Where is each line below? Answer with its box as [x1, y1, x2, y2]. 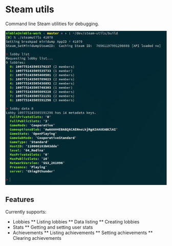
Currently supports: [5, 209, 47, 215]
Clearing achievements [12, 235, 61, 241]
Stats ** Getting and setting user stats [12, 224, 93, 230]
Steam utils [5, 4, 55, 15]
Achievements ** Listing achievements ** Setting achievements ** [12, 230, 153, 236]
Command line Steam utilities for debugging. [5, 21, 99, 27]
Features [5, 195, 34, 204]
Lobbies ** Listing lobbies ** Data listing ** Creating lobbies [12, 218, 140, 224]
